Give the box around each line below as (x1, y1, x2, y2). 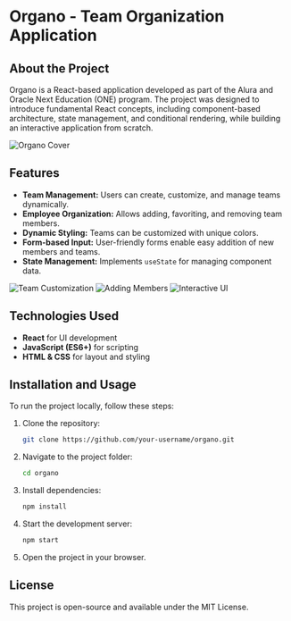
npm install (21, 502, 67, 511)
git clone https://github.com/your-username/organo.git (21, 435, 235, 444)
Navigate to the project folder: (21, 451, 133, 462)
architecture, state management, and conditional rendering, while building (9, 113, 281, 123)
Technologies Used (9, 308, 119, 323)
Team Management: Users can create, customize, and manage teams (21, 189, 281, 200)
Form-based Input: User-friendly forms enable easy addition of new (21, 237, 275, 248)
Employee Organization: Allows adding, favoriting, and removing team (21, 208, 283, 219)
